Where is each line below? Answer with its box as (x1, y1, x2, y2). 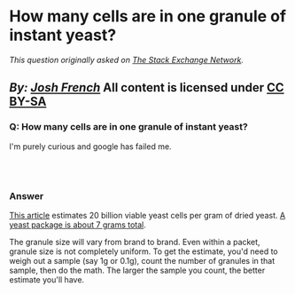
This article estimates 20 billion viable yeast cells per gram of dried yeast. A (9, 210, 286, 220)
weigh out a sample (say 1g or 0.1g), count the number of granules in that (9, 255, 276, 266)
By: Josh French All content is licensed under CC (9, 80, 285, 95)
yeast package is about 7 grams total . (9, 219, 146, 230)
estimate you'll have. (9, 274, 85, 285)
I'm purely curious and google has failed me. (9, 140, 172, 152)
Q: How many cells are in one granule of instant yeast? (9, 121, 248, 133)
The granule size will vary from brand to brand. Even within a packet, (9, 236, 260, 247)
